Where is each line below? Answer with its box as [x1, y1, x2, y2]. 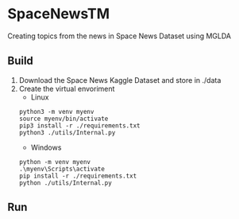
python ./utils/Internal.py [18, 178, 112, 187]
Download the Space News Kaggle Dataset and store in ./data [18, 75, 222, 84]
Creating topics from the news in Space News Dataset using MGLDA [7, 31, 232, 41]
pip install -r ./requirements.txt [18, 172, 137, 180]
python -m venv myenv [18, 158, 91, 166]
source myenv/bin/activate [18, 115, 109, 123]
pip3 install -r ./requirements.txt [18, 121, 141, 130]
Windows [30, 143, 62, 152]
